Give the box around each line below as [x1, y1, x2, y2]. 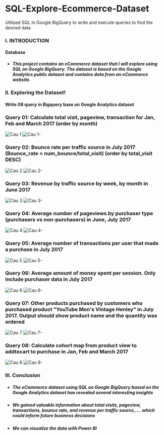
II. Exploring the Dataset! [5, 89, 66, 96]
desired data [5, 24, 31, 30]
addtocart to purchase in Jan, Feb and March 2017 [5, 348, 129, 355]
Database [5, 49, 26, 55]
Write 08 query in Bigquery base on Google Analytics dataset [5, 101, 134, 107]
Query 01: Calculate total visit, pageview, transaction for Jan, [5, 114, 155, 121]
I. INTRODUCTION [5, 37, 50, 44]
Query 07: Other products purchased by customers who [5, 299, 143, 306]
